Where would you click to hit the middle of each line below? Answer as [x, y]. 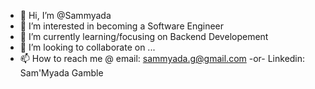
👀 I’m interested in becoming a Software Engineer [122, 26]
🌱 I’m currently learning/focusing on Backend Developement [144, 36]
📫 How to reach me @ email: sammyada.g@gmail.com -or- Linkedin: [162, 58]
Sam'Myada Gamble [61, 73]
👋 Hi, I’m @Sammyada [65, 15]
